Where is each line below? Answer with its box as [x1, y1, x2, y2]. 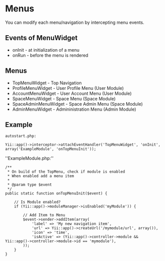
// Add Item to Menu [23, 213, 65, 218]
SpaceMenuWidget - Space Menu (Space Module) [12, 95, 116, 102]
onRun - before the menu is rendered [12, 52, 88, 58]
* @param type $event [7, 182, 52, 188]
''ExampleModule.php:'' [5, 155, 54, 161]
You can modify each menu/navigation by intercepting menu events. [5, 19, 145, 25]
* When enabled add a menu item [7, 174, 74, 179]
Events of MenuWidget [5, 34, 78, 42]
